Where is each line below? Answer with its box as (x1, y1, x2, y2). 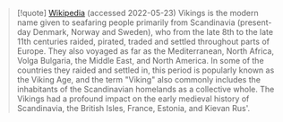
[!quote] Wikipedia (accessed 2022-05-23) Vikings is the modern (16, 8, 259, 18)
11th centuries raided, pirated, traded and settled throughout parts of (16, 36, 270, 47)
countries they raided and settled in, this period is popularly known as (16, 65, 275, 75)
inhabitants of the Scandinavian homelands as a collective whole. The (16, 84, 275, 94)
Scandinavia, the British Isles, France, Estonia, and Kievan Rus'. (16, 103, 251, 113)
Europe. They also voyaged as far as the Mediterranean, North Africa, (16, 46, 275, 57)
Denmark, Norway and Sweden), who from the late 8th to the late (32, 27, 274, 37)
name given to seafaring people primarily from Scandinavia (16, 17, 236, 28)
